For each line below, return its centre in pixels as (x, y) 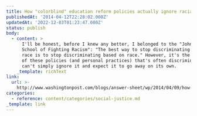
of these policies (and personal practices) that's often (94, 60)
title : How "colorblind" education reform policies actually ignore (91, 11)
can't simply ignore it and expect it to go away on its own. (99, 66)
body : (13, 33)
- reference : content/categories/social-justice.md (76, 98)
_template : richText (42, 71)
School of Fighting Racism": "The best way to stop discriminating (106, 50)
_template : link (26, 104)
